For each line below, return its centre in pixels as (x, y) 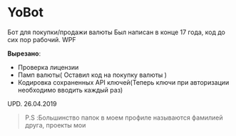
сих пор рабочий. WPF (42, 39)
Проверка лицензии (48, 67)
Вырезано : (24, 53)
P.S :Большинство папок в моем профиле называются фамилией (124, 117)
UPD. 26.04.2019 (32, 103)
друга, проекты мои (55, 125)
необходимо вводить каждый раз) (70, 90)
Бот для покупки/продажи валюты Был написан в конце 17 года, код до (117, 32)
